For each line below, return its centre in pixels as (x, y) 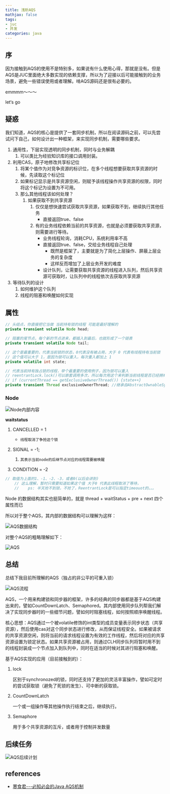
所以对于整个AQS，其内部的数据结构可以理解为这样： (61, 515)
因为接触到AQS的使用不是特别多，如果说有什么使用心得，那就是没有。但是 (83, 68)
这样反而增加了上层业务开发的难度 (86, 263)
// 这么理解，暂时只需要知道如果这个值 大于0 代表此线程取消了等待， (78, 483)
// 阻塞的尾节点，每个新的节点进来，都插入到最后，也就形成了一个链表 (69, 338)
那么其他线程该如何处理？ (47, 194)
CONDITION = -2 (30, 470)
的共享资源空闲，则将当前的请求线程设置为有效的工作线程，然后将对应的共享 (85, 635)
